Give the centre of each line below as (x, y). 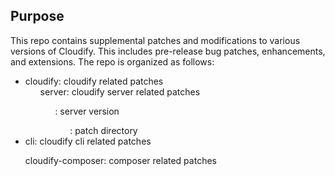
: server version (87, 111)
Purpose (37, 16)
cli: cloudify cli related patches (88, 141)
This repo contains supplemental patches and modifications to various (155, 40)
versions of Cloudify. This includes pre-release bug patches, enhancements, (168, 51)
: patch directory (103, 130)
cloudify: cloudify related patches (94, 81)
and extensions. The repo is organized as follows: (112, 61)
